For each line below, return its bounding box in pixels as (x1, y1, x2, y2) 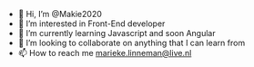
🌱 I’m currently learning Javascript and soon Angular (17, 28, 216, 38)
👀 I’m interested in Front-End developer (17, 18, 166, 29)
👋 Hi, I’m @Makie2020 (17, 9, 103, 19)
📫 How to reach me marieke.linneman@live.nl (17, 48, 192, 58)
